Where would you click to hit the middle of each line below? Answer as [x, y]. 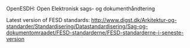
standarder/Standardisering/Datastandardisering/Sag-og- [77, 26]
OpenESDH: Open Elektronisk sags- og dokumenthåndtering [81, 9]
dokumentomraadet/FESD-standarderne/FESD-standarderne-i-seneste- [95, 33]
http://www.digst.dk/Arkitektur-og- [134, 20]
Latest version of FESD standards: [48, 20]
